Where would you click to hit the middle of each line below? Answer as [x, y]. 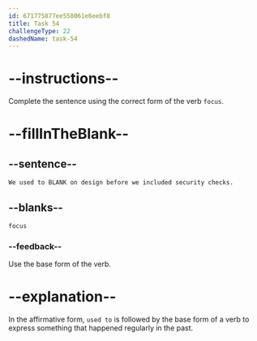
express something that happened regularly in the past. [101, 328]
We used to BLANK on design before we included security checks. [121, 183]
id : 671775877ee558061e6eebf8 [60, 16]
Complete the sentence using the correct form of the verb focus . [116, 101]
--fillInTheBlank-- [69, 134]
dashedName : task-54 [43, 39]
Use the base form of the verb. [60, 264]
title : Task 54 [34, 24]
